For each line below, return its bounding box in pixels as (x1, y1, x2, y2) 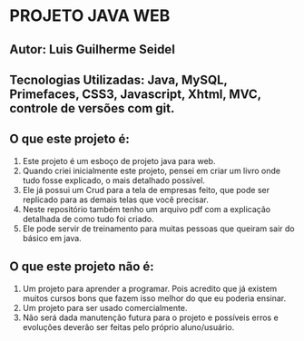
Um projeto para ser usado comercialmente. (22, 302, 188, 313)
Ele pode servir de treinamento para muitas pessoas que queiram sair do (22, 223, 295, 234)
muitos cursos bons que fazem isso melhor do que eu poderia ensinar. (22, 292, 287, 304)
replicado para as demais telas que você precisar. (22, 194, 209, 205)
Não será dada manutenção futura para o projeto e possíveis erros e (22, 312, 279, 323)
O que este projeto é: (9, 132, 130, 147)
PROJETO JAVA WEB (9, 5, 171, 26)
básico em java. (22, 232, 82, 243)
